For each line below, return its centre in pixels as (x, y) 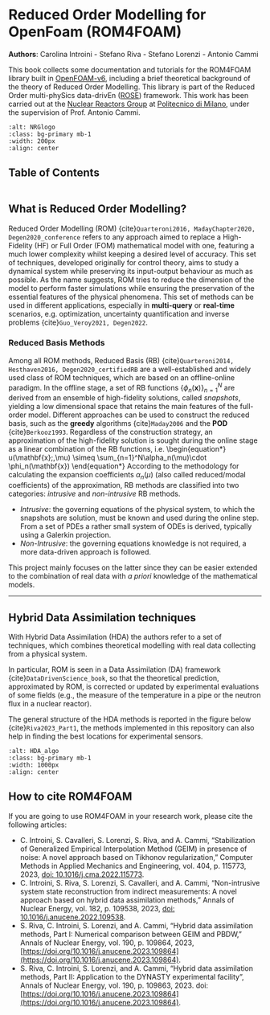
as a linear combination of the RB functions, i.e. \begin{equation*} (117, 449)
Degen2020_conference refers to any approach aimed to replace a (115, 237)
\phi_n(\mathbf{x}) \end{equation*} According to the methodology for (124, 466)
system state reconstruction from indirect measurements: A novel (128, 891)
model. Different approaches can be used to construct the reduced (139, 415)
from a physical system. (48, 653)
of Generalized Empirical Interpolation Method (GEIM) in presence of (133, 849)
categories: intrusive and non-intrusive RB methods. (94, 494)
